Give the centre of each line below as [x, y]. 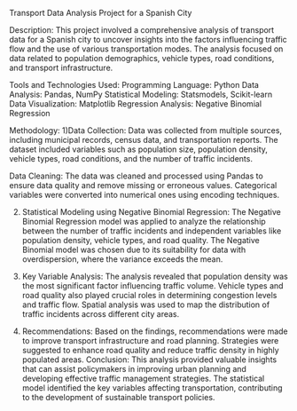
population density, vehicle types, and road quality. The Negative [141, 240]
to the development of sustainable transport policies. [118, 397]
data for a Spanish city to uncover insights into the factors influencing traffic [148, 40]
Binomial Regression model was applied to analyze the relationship [144, 221]
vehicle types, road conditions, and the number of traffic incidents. [131, 158]
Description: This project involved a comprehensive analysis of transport [142, 30]
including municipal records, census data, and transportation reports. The [144, 140]
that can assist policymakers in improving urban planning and [134, 369]
